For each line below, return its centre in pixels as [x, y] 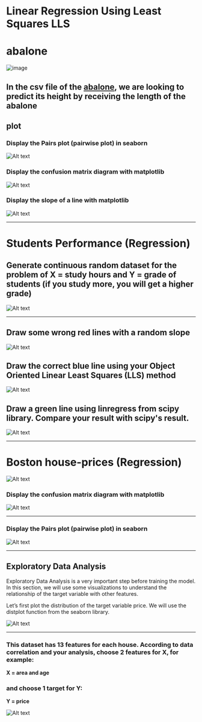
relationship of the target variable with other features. [72, 593]
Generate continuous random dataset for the [92, 265]
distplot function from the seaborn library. [58, 611]
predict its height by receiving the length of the [96, 96]
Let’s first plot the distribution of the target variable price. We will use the [96, 605]
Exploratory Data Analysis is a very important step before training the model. [101, 581]
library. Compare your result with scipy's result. [98, 418]
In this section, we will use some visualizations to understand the [87, 587]
